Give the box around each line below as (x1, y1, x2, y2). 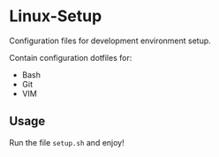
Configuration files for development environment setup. (9, 35, 212, 46)
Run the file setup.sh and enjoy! (9, 137, 125, 147)
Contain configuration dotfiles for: (9, 52, 132, 63)
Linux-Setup (9, 6, 102, 26)
